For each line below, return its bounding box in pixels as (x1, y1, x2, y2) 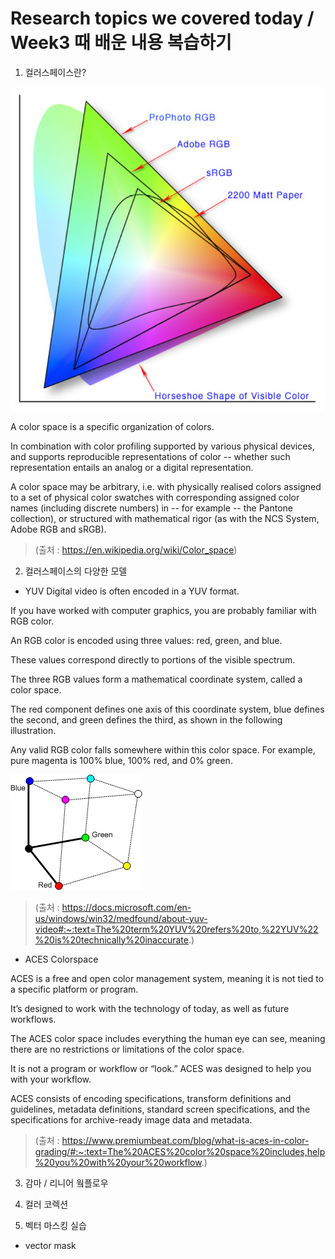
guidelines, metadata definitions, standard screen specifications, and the (10, 1103, 311, 1115)
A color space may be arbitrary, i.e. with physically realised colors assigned (10, 480, 322, 492)
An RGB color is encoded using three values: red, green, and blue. (10, 634, 283, 646)
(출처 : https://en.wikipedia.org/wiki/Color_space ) (34, 543, 238, 556)
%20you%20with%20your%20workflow (34, 1156, 202, 1168)
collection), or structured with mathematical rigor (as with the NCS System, (10, 512, 320, 524)
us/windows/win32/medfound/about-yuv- (34, 912, 208, 924)
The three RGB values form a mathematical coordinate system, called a (10, 673, 303, 685)
